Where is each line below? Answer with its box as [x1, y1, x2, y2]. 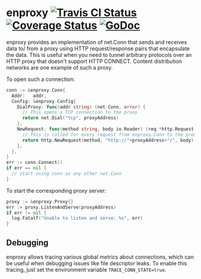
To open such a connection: [6, 75, 75, 83]
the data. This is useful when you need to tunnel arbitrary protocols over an [6, 51, 192, 58]
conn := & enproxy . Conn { [6, 87, 66, 93]
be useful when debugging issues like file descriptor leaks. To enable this [6, 260, 187, 266]
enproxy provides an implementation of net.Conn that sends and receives [6, 38, 187, 46]
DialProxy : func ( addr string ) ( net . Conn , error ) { [17, 104, 146, 110]
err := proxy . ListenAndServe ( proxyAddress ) [6, 204, 117, 210]
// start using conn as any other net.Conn [11, 171, 121, 177]
